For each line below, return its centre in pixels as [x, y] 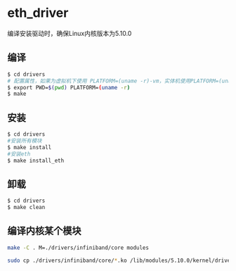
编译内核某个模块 [44, 231]
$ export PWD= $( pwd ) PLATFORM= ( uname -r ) [69, 87]
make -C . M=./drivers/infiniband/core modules [78, 248]
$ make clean [26, 208]
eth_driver [38, 13]
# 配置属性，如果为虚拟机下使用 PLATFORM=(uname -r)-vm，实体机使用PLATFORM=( [115, 81]
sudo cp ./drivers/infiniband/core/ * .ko [67, 260]
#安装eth [19, 154]
